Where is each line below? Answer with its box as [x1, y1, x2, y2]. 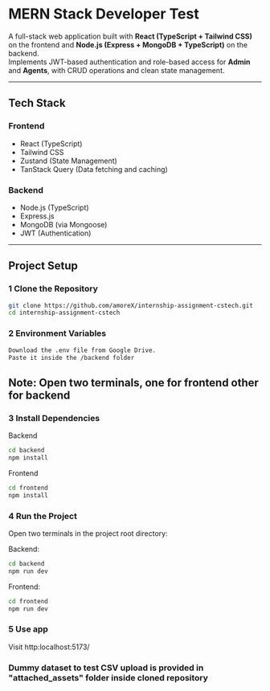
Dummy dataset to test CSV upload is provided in [8, 662, 204, 673]
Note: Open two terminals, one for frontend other [8, 375, 260, 390]
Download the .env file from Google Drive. [8, 346, 157, 354]
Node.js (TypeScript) [19, 202, 90, 212]
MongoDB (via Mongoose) [19, 219, 108, 229]
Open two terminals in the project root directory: [8, 528, 168, 538]
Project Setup [8, 259, 79, 273]
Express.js [19, 211, 55, 221]
